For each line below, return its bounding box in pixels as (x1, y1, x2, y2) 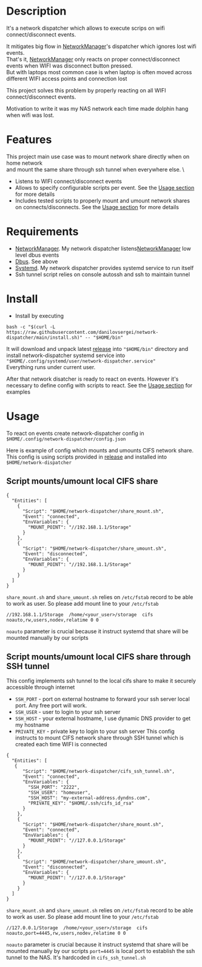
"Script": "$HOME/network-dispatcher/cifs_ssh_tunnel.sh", (22, 768, 175, 775)
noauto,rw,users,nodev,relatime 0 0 (6, 617, 99, 623)
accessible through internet (6, 684, 75, 691)
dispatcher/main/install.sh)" (6, 334, 83, 341)
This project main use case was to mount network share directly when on (6, 153, 190, 160)
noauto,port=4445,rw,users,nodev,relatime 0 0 (6, 931, 126, 937)
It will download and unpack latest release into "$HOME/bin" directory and (6, 345, 189, 352)
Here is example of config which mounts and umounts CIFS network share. (6, 446, 194, 454)
